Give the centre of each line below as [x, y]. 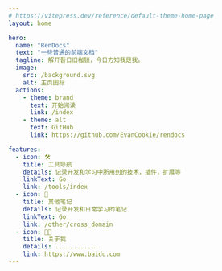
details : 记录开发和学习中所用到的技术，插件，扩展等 [102, 172]
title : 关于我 [45, 239]
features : [25, 150]
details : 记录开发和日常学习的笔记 [75, 209]
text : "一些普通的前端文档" [57, 53]
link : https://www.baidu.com [72, 254]
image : [27, 68]
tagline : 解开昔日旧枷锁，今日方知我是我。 [80, 60]
